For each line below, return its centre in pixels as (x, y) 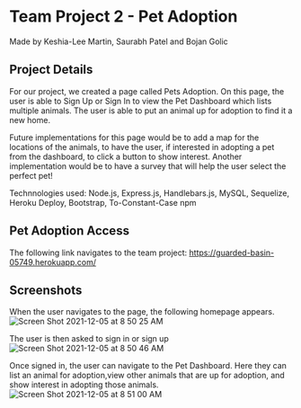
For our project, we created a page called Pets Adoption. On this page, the (147, 91)
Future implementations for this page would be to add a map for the (134, 137)
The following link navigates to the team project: (98, 253)
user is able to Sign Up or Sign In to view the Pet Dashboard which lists (141, 101)
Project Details (51, 70)
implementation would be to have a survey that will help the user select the (148, 166)
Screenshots (46, 290)
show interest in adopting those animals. (84, 385)
